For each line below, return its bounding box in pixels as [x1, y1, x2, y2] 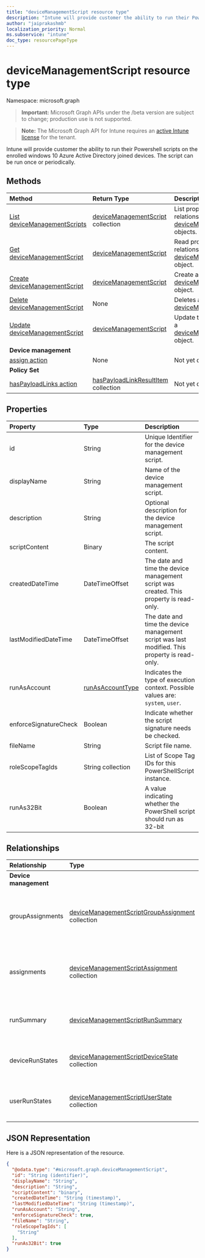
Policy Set [9, 366, 40, 374]
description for [145, 506, 187, 514]
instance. [145, 774, 171, 782]
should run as [145, 814, 184, 823]
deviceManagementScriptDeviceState [69, 1053, 178, 1061]
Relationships [6, 843, 60, 853]
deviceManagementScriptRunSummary [69, 1016, 182, 1024]
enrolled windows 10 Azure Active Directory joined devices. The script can [6, 152, 193, 159]
